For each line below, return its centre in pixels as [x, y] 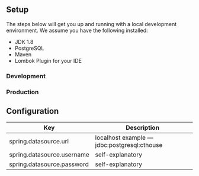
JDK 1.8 [24, 41]
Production [23, 92]
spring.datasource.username [49, 155]
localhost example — [124, 137]
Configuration [33, 111]
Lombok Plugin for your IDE [48, 60]
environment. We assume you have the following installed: [77, 30]
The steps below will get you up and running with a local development [92, 24]
